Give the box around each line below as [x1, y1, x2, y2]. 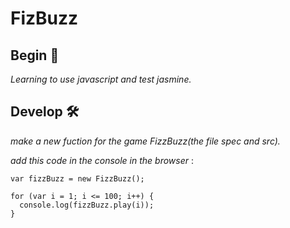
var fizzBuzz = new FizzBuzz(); [10, 173, 145, 184]
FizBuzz [10, 7, 79, 30]
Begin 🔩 [10, 47, 60, 64]
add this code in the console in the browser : [10, 154, 195, 166]
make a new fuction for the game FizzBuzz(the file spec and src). [10, 135, 281, 147]
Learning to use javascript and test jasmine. [10, 73, 192, 85]
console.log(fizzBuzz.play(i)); [19, 200, 155, 210]
